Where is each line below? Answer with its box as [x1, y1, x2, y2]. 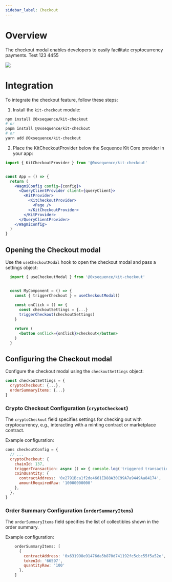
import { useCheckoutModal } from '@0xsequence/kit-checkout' [10, 274, 145, 280]
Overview [5, 29, 48, 41]
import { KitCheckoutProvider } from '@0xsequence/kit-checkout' [5, 160, 147, 165]
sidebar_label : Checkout [5, 7, 58, 13]
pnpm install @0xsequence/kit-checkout [5, 126, 91, 131]
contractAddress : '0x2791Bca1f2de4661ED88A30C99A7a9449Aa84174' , [18, 476, 161, 481]
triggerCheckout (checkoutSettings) [18, 312, 95, 317]
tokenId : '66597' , [24, 558, 63, 564]
